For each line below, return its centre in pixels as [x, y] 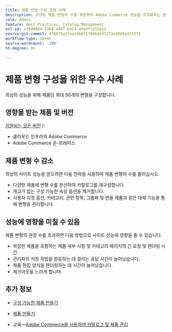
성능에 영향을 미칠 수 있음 [43, 222]
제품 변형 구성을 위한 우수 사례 [64, 79]
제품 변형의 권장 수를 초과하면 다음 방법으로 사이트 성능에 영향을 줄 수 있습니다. [84, 235]
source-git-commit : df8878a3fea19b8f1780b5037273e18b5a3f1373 [73, 34]
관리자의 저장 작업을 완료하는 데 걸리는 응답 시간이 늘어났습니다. [76, 259]
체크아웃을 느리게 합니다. [37, 272]
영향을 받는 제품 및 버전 [40, 112]
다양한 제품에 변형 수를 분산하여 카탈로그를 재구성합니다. [69, 185]
